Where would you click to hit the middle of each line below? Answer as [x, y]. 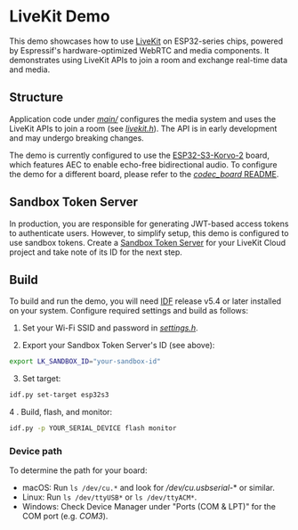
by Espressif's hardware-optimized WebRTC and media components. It [139, 50]
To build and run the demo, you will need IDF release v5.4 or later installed [145, 301]
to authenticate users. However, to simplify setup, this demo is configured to [149, 232]
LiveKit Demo [60, 16]
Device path [36, 451]
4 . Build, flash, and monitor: [61, 412]
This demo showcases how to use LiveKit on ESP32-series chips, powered [146, 41]
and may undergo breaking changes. [77, 138]
